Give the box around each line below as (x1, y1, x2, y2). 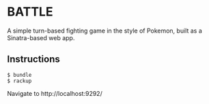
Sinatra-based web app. (7, 33, 75, 41)
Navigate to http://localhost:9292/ (7, 89, 102, 97)
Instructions (7, 54, 60, 65)
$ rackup (7, 77, 32, 84)
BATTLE (7, 4, 53, 20)
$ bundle (7, 71, 32, 78)
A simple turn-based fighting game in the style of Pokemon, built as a (7, 27, 203, 35)
